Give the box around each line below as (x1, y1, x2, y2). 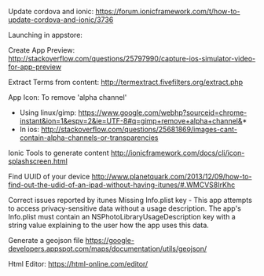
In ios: (19, 125, 39, 134)
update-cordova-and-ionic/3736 (8, 15, 114, 24)
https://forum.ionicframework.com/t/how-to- (95, 7, 240, 16)
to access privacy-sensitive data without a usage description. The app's (8, 204, 241, 213)
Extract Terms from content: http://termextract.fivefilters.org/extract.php (8, 78, 244, 86)
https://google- (85, 236, 135, 245)
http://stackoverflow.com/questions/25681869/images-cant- (40, 125, 238, 134)
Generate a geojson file (8, 236, 84, 245)
